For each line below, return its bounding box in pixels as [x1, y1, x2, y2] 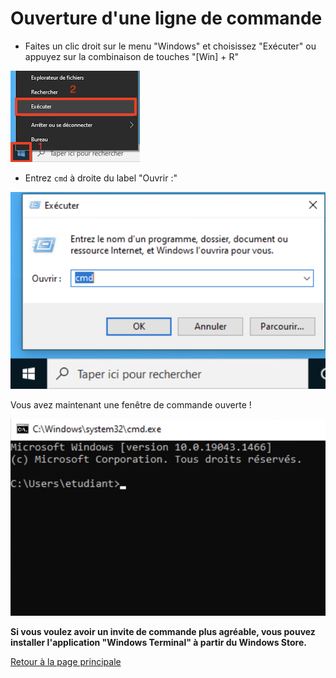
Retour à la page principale [10, 655, 122, 667]
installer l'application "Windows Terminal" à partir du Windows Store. [10, 636, 307, 648]
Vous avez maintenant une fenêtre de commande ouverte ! [10, 398, 252, 411]
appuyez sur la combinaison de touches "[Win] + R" [24, 50, 239, 62]
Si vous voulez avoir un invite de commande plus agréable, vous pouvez [10, 625, 316, 637]
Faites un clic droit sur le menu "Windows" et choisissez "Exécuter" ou [24, 40, 317, 52]
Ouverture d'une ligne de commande [10, 7, 323, 30]
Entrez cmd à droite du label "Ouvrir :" [24, 172, 178, 184]
